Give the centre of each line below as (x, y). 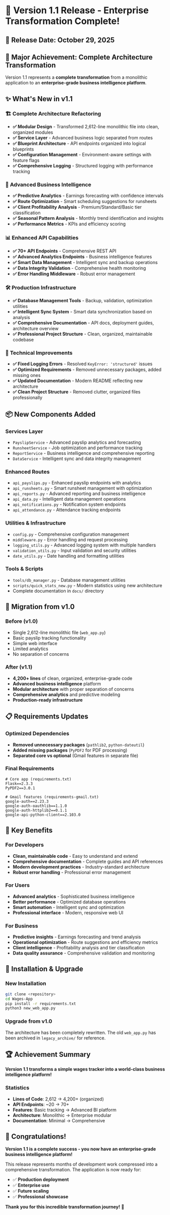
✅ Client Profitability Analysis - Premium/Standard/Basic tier (77, 207)
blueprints (23, 149)
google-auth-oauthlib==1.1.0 (36, 806)
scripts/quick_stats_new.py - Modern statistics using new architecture (87, 585)
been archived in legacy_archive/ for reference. (55, 1038)
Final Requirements (30, 769)
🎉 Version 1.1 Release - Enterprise (77, 10)
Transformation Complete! (63, 21)
